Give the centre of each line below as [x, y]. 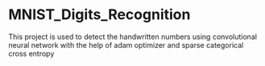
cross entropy [31, 53]
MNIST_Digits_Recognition [99, 15]
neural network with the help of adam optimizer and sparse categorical [126, 45]
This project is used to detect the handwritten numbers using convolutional [133, 37]
